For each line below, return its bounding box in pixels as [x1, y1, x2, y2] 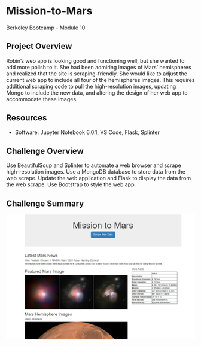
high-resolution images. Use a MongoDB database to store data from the [6, 168, 185, 175]
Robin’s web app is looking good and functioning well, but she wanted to [6, 57, 185, 64]
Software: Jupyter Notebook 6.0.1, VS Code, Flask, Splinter [14, 129, 160, 136]
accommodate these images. [6, 95, 78, 102]
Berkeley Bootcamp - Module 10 [6, 24, 86, 31]
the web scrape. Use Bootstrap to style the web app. [6, 181, 136, 188]
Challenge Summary [6, 198, 84, 208]
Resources [6, 113, 47, 123]
